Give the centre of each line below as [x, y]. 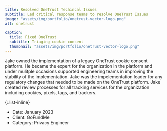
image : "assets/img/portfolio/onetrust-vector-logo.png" [66, 19]
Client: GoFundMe [31, 117]
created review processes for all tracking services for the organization [77, 87]
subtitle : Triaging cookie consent [47, 42]
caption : [14, 33]
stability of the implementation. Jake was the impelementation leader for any [84, 77]
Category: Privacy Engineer [41, 122]
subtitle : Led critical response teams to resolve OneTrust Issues [77, 14]
